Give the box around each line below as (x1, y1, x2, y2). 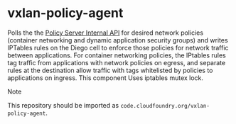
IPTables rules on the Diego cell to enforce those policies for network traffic (7, 43, 229, 52)
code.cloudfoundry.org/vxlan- (120, 102, 210, 109)
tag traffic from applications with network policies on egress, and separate (7, 58, 226, 67)
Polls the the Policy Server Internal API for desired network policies (7, 28, 204, 37)
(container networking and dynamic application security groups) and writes (7, 35, 229, 44)
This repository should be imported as (7, 101, 119, 109)
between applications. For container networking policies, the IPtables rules (7, 51, 226, 60)
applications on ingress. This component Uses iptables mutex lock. (7, 73, 204, 82)
